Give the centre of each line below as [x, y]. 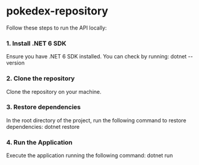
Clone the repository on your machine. [54, 92]
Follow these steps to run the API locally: [57, 28]
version [16, 63]
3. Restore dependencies [44, 107]
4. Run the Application [39, 142]
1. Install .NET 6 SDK [36, 43]
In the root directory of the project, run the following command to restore [96, 120]
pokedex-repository [57, 11]
